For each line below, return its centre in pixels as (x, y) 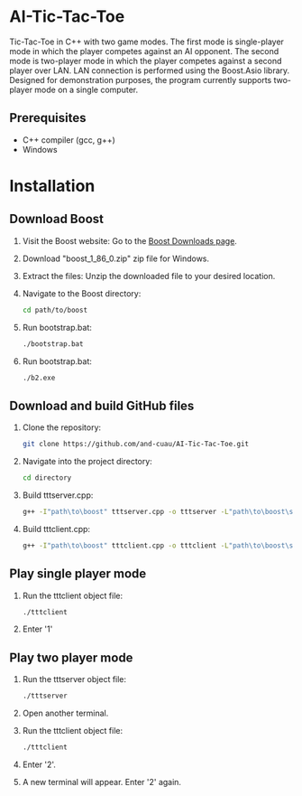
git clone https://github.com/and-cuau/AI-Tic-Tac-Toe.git (136, 445)
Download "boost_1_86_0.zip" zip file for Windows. (116, 258)
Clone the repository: (62, 427)
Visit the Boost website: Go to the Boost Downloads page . (129, 240)
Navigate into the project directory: (87, 462)
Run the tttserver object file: (74, 679)
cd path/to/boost (55, 310)
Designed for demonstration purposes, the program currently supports (141, 80)
